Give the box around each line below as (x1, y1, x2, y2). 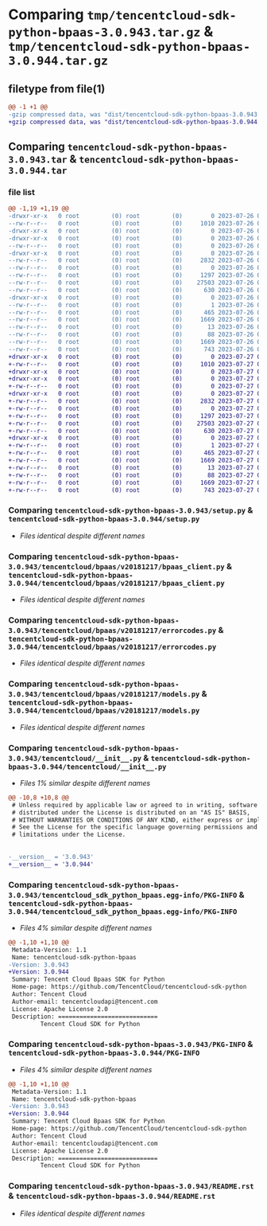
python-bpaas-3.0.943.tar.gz (8, 25, 201, 41)
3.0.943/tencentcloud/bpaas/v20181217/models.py (8, 690, 200, 699)
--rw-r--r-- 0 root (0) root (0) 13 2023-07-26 (8, 323, 254, 331)
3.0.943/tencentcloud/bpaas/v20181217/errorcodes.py (8, 626, 217, 634)
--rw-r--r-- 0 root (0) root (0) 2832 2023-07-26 (8, 256, 254, 264)
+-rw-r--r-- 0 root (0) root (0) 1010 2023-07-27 (8, 360, 254, 368)
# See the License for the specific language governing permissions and (11, 823, 258, 831)
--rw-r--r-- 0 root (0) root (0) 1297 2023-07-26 (8, 271, 254, 279)
